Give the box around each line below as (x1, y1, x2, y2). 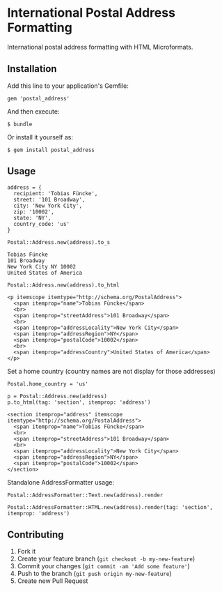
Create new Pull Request (17, 577, 88, 585)
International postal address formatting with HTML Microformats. (7, 43, 193, 51)
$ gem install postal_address (7, 146, 95, 153)
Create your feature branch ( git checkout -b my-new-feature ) (17, 554, 196, 563)
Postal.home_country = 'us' (7, 380, 89, 388)
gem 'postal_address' (7, 95, 70, 102)
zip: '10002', (13, 208, 54, 215)
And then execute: (7, 107, 60, 116)
